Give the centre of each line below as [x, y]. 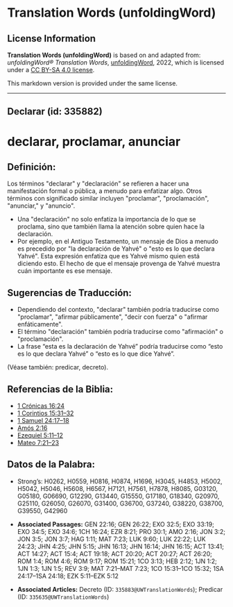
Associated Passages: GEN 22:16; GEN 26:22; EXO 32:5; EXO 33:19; [116, 524]
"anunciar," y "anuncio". [41, 206]
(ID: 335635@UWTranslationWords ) [63, 597]
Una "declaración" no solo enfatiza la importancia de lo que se [106, 219]
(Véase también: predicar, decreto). [58, 367]
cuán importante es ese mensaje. [65, 271]
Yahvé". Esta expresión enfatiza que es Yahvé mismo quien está [108, 256]
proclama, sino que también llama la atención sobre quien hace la [111, 226]
